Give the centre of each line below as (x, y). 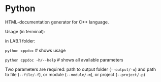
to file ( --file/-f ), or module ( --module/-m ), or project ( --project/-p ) (75, 74)
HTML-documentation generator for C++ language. (57, 22)
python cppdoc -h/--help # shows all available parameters (64, 60)
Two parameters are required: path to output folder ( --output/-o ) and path (80, 69)
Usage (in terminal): (25, 31)
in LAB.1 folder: (20, 41)
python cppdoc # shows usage (35, 50)
